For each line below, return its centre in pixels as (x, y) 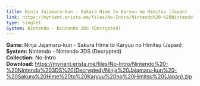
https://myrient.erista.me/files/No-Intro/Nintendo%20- (101, 64)
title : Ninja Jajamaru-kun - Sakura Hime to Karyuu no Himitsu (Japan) (97, 12)
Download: (20, 64)
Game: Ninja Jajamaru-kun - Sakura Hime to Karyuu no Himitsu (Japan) (94, 45)
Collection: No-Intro (31, 58)
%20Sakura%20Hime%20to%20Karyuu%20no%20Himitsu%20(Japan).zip (99, 77)
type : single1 (24, 23)
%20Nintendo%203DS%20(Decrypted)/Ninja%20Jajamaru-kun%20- (92, 70)
